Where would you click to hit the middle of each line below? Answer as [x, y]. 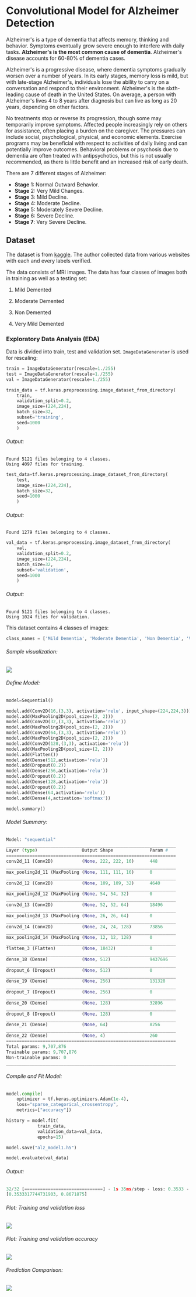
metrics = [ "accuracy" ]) [44, 1110]
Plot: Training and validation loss [45, 1207]
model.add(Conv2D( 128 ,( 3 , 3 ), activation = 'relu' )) [68, 743]
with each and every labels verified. [49, 261]
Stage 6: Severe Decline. [44, 216]
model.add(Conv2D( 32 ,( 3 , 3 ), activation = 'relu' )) [66, 722]
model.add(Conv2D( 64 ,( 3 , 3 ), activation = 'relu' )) [66, 733]
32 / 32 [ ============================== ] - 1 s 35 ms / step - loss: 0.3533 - [98, 1189]
